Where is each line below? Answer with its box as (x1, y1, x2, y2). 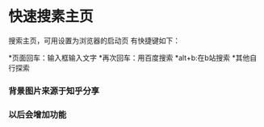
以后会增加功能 (8, 108, 67, 120)
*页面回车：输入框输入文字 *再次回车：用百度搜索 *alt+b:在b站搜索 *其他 (8, 53, 250, 62)
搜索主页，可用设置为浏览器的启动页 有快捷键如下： (8, 36, 180, 45)
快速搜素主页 (8, 7, 94, 26)
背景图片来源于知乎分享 (8, 85, 99, 96)
